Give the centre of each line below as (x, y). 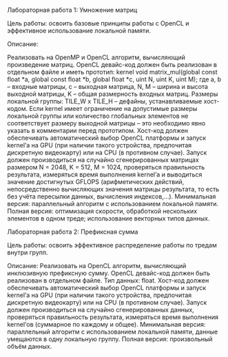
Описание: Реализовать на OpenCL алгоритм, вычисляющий (97, 266)
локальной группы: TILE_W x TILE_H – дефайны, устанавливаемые (105, 101)
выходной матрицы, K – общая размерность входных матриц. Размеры (113, 94)
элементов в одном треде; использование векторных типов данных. (108, 218)
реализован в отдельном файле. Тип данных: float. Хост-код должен (108, 280)
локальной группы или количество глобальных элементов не (98, 116)
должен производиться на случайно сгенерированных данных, (101, 310)
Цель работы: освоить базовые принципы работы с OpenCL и (98, 23)
